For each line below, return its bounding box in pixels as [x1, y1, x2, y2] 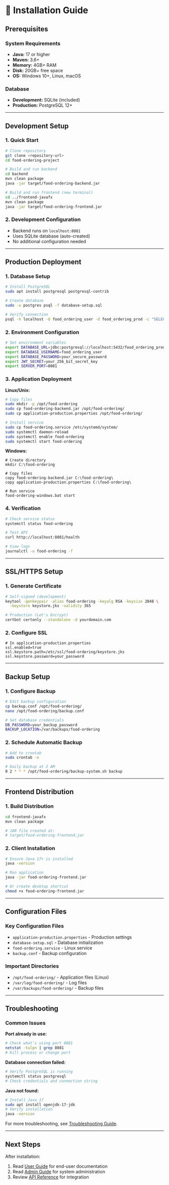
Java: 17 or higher [12, 51, 50, 57]
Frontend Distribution [5, 788, 74, 796]
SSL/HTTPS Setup [5, 567, 63, 576]
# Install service [5, 420, 44, 425]
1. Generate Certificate [5, 582, 62, 589]
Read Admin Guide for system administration [12, 1169, 106, 1175]
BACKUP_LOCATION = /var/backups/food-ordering [5, 727, 100, 732]
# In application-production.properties [5, 641, 92, 646]
